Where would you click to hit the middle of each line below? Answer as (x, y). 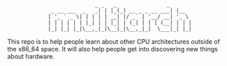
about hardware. (31, 56)
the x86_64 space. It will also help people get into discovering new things (112, 49)
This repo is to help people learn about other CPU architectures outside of (113, 42)
